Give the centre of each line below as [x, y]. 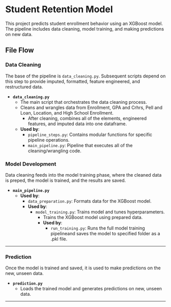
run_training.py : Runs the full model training [98, 228]
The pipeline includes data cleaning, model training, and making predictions [85, 29]
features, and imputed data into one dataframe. [77, 124]
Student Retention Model [59, 9]
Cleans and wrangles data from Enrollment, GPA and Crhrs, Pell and [91, 107]
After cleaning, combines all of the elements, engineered [87, 118]
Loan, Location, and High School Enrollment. [67, 113]
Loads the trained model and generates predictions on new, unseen [91, 289]
